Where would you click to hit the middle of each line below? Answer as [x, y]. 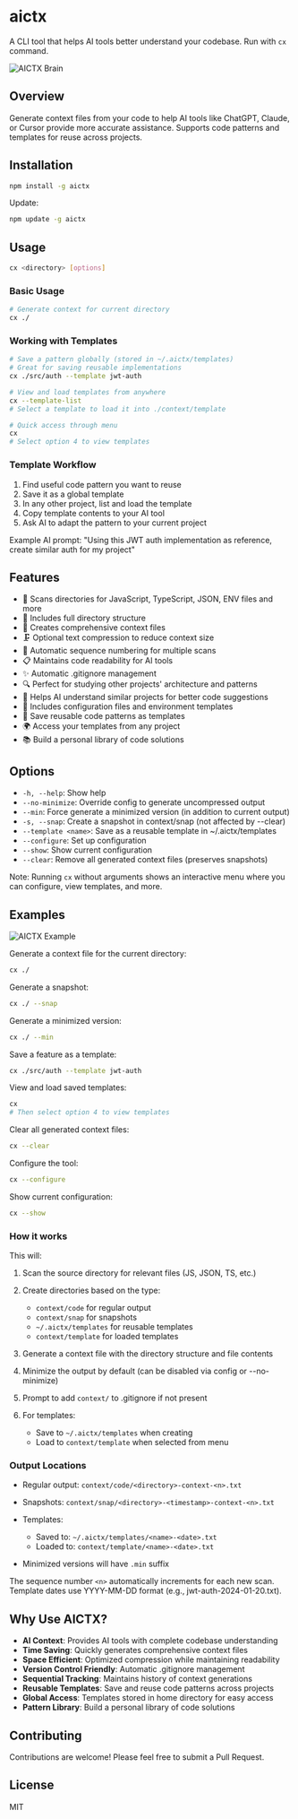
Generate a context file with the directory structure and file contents [148, 1354]
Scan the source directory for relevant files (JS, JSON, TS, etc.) [139, 1273]
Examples [37, 915]
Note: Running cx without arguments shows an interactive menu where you [147, 877]
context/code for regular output [94, 1308]
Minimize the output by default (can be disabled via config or [135, 1371]
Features [34, 577]
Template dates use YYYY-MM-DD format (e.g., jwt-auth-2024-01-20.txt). [145, 1591]
